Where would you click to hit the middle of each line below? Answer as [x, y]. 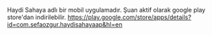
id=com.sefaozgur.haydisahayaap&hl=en [65, 24]
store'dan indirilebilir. [37, 17]
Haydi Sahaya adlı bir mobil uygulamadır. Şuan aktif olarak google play [106, 10]
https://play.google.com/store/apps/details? [130, 17]
